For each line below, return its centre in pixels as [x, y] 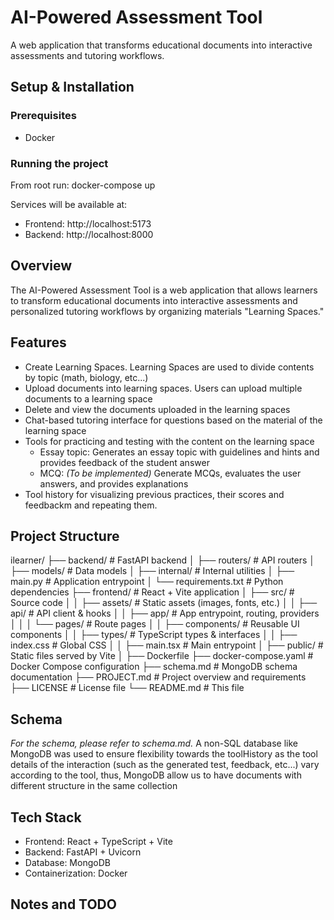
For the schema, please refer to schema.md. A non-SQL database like [154, 743]
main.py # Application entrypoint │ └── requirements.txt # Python [147, 582]
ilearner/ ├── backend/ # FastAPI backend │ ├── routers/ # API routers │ [163, 560]
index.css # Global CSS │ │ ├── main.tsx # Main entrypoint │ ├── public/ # [167, 645]
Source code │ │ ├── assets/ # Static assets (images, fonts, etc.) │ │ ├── [164, 603]
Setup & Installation [72, 87]
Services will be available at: [69, 204]
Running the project [59, 163]
